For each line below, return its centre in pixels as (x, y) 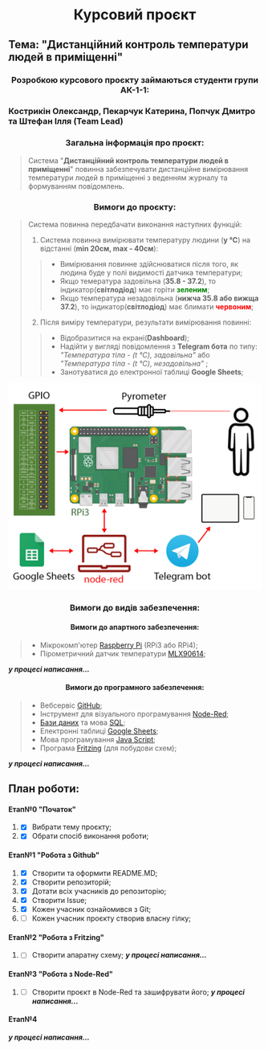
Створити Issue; (59, 900)
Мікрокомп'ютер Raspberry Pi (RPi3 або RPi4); (119, 645)
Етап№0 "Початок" (42, 809)
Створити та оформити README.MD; (95, 872)
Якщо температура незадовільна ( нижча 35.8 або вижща (159, 298)
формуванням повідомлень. (76, 186)
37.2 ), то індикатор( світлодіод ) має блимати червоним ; (157, 307)
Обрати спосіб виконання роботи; (90, 836)
